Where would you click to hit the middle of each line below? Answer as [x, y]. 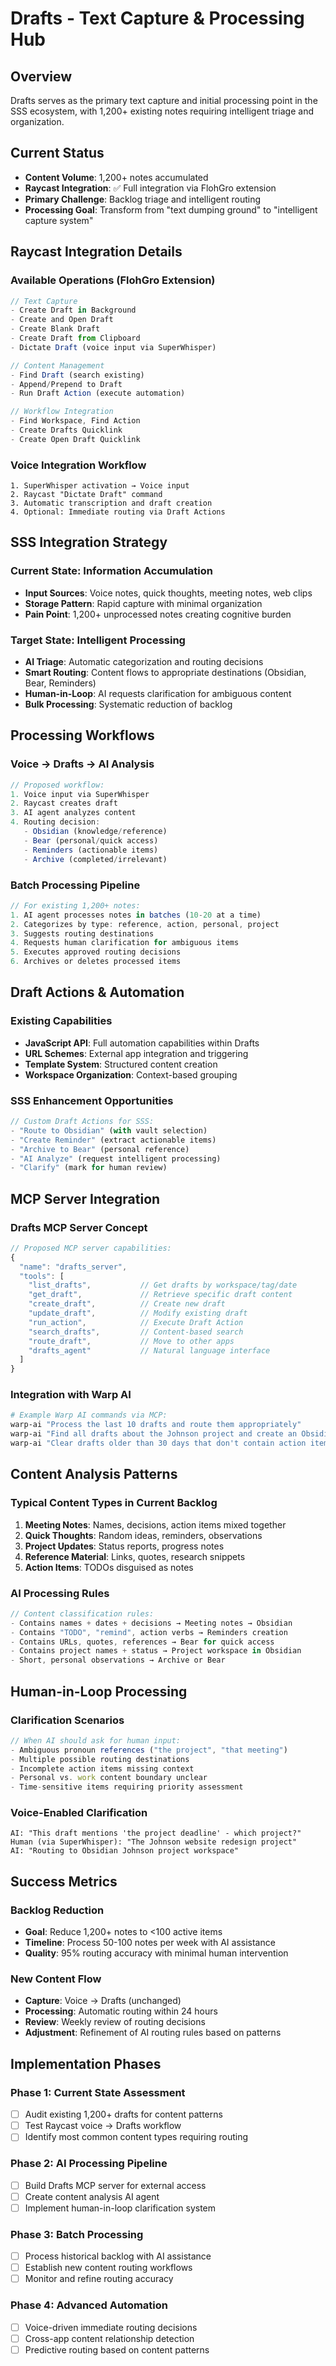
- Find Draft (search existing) [77, 375]
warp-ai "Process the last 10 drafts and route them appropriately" [156, 1425]
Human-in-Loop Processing [99, 1691]
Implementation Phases [86, 2063]
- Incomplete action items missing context [102, 1768]
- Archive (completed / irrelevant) [95, 859]
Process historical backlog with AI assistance [118, 2256]
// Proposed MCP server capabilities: [91, 1248]
